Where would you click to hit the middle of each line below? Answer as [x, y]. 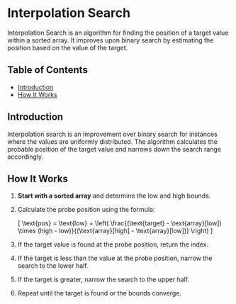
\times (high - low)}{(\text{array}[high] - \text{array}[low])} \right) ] [115, 231]
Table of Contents [48, 70]
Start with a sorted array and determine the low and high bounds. [114, 196]
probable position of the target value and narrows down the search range [114, 149]
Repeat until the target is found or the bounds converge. [100, 293]
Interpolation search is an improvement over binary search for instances [112, 134]
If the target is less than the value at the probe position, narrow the [115, 258]
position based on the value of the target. [68, 47]
